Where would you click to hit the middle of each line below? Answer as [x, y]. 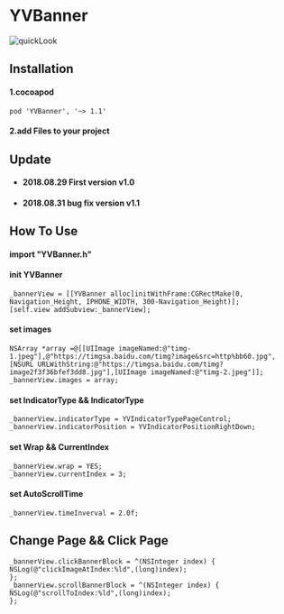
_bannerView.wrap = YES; [56, 466]
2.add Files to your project [60, 131]
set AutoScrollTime [46, 494]
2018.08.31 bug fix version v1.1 [81, 203]
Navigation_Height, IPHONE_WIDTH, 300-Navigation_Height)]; [125, 302]
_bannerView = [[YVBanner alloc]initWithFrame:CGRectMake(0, [127, 294]
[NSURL [22, 365]
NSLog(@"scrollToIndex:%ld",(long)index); [90, 593]
